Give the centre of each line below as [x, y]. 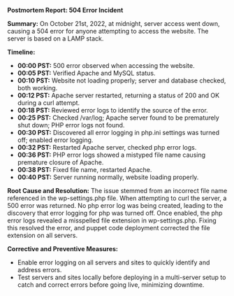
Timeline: [21, 52]
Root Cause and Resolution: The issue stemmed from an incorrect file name [117, 191]
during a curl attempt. [49, 103]
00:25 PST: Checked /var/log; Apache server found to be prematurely [118, 118]
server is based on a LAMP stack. [56, 38]
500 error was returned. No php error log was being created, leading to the [115, 205]
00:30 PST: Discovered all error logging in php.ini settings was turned [118, 133]
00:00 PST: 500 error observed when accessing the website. [106, 65]
